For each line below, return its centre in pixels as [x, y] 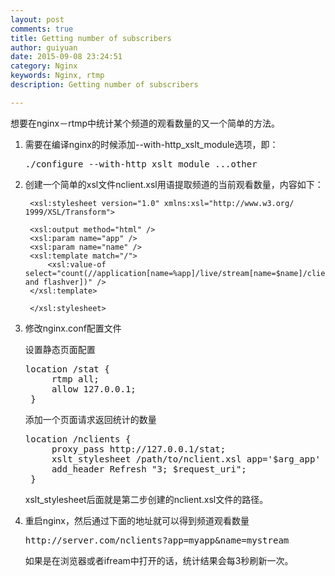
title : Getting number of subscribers [91, 38]
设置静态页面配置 [60, 349]
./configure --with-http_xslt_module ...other [141, 164]
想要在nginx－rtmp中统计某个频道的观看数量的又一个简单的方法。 [145, 123]
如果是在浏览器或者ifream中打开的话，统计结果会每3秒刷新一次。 [159, 560]
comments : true [42, 29]
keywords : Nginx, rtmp [57, 76]
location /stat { [67, 369]
